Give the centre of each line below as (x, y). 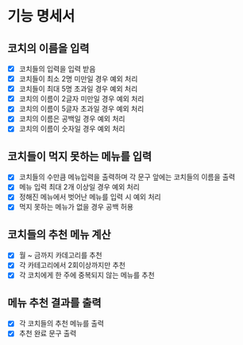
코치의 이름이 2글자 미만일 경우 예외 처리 (81, 99)
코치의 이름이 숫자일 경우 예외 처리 (72, 129)
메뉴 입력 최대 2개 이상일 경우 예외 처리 (79, 187)
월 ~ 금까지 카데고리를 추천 (60, 255)
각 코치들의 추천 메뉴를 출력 (62, 323)
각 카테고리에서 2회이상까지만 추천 (72, 265)
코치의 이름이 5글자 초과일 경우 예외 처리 (81, 109)
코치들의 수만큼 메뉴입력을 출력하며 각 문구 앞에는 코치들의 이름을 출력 (127, 177)
